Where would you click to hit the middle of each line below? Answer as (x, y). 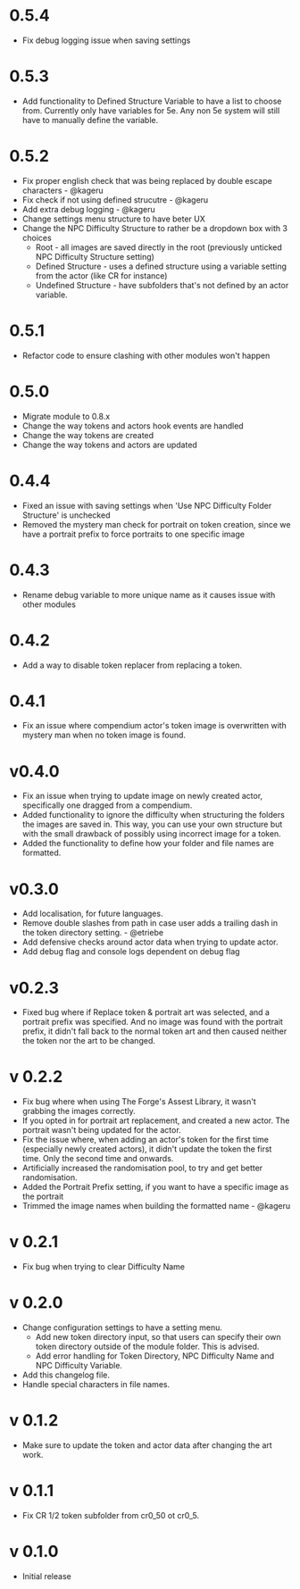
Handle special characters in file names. (96, 1385)
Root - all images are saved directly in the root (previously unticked (159, 247)
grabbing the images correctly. (79, 1111)
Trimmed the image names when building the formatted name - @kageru (156, 1206)
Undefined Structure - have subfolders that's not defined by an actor (162, 285)
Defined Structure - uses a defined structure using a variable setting (161, 266)
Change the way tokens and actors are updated (110, 445)
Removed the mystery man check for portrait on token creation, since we (156, 524)
